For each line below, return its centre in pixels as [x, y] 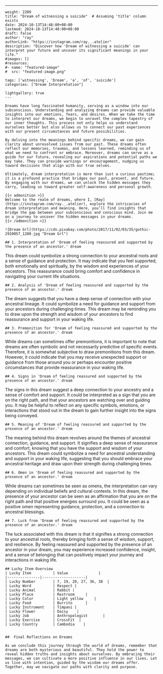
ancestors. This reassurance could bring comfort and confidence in [73, 271]
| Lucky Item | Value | [53, 573]
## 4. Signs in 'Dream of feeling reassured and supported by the [73, 376]
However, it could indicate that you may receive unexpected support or [76, 357]
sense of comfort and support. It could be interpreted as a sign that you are [80, 395]
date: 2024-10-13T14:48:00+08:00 [39, 25]
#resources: [17, 63]
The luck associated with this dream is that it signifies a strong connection [79, 534]
